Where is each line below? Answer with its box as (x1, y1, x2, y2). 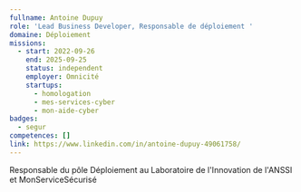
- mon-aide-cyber (33, 106, 100, 115)
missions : (9, 38, 47, 48)
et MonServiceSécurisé (9, 174, 97, 185)
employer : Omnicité (25, 72, 100, 82)
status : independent (25, 64, 103, 73)
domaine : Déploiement (9, 30, 92, 39)
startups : (25, 81, 63, 90)
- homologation (33, 89, 92, 98)
